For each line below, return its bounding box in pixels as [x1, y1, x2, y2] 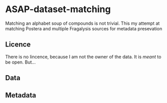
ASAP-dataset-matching [5, 4, 111, 15]
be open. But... [5, 59, 36, 65]
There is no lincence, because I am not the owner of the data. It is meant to [5, 54, 161, 60]
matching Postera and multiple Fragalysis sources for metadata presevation [5, 25, 162, 31]
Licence [5, 40, 31, 49]
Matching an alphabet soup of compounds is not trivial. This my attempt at [5, 20, 160, 26]
